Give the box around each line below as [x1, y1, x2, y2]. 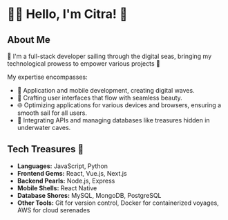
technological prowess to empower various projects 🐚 [7, 59, 160, 68]
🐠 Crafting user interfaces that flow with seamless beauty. [17, 93, 183, 102]
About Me [7, 34, 50, 46]
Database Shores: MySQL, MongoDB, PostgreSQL [17, 191, 162, 199]
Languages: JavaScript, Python [17, 162, 108, 170]
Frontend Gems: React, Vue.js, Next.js [17, 169, 127, 177]
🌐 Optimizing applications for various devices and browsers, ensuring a [17, 101, 222, 109]
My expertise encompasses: [7, 73, 88, 81]
